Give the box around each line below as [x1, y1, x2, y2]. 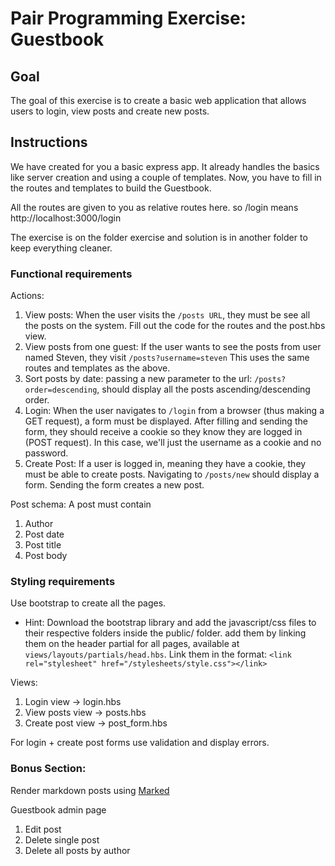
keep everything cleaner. [10, 242, 113, 254]
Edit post [24, 823, 62, 835]
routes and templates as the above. [24, 362, 171, 374]
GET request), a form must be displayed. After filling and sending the [24, 415, 308, 427]
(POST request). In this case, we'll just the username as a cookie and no [24, 437, 322, 449]
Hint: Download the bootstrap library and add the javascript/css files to [24, 617, 317, 629]
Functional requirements [10, 267, 133, 281]
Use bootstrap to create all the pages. [10, 597, 167, 609]
